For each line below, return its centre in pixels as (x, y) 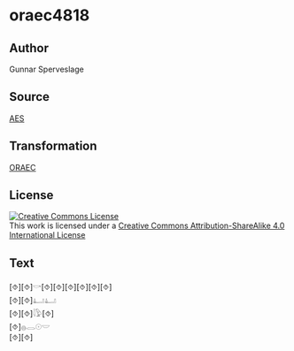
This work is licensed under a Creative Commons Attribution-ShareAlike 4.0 (147, 225)
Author (29, 48)
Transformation (53, 146)
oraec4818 (50, 15)
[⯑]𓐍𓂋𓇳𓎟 (30, 327)
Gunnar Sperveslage (46, 69)
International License (47, 235)
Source (30, 97)
